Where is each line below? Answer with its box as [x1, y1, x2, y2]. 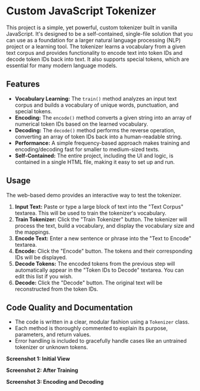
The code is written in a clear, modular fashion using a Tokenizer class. [14, 318, 190, 325]
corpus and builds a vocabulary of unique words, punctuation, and [14, 101, 179, 108]
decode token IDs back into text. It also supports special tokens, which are [6, 55, 189, 63]
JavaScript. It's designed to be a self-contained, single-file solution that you [6, 30, 193, 37]
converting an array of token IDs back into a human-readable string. [14, 133, 182, 140]
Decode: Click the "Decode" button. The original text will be [14, 279, 163, 286]
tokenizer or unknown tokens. [14, 344, 88, 351]
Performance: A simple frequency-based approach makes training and [14, 139, 190, 147]
